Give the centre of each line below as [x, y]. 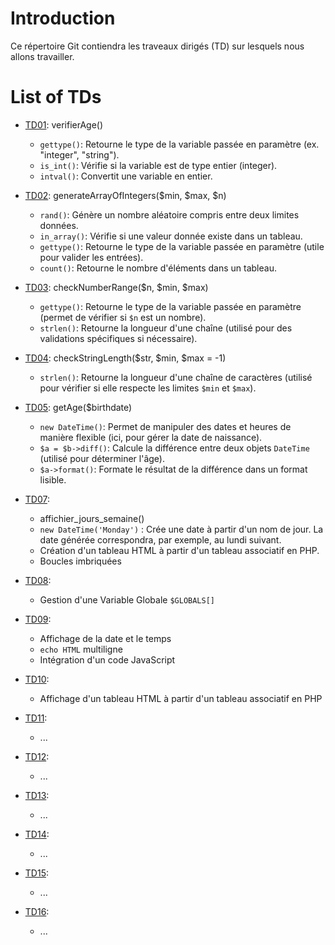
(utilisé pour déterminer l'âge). [102, 458]
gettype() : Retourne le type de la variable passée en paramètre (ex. [179, 144]
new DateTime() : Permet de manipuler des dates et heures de [165, 426]
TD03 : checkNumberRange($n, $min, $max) [116, 287]
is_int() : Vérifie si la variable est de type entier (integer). [158, 165]
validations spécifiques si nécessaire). [118, 338]
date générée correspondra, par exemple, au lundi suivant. [160, 539]
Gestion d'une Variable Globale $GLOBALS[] [127, 599]
